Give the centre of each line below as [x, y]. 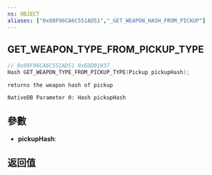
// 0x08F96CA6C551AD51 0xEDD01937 [59, 66]
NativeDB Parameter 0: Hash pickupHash [67, 98]
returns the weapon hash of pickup [60, 85]
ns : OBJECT [24, 14]
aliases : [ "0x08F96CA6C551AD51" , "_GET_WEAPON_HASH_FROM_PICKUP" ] [106, 21]
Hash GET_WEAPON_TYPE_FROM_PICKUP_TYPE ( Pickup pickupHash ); [99, 73]
